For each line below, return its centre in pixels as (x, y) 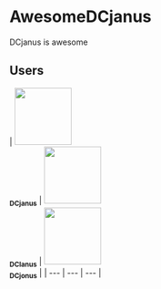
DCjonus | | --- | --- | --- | (55, 274)
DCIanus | (26, 262)
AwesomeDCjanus (80, 17)
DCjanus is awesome (49, 42)
